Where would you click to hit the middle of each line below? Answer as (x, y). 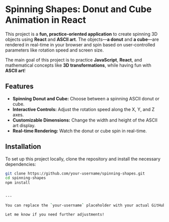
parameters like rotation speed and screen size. (55, 50)
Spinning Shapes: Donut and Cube (78, 9)
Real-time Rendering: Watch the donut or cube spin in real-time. (79, 131)
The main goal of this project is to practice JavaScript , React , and (74, 60)
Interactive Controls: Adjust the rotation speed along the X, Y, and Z (83, 109)
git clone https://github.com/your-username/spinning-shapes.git (75, 173)
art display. (24, 125)
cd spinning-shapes (26, 178)
